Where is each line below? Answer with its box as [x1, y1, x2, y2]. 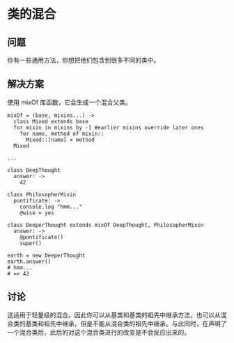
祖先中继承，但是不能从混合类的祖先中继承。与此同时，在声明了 [43, 319, 227, 328]
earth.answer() [7, 258, 52, 265]
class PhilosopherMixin [7, 191, 77, 198]
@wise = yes [19, 209, 54, 216]
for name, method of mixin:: [19, 130, 104, 137]
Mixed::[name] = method [25, 136, 95, 143]
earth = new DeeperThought [7, 252, 86, 259]
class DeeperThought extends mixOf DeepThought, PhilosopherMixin [7, 221, 204, 228]
